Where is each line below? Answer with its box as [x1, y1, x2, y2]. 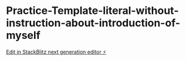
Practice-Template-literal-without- [6, 4, 179, 17]
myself [6, 29, 41, 42]
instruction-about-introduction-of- [6, 16, 181, 30]
